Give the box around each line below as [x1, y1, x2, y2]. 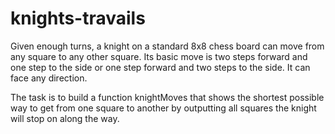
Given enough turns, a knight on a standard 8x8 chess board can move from [10, 40, 325, 52]
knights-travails [10, 7, 146, 30]
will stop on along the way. [10, 112, 120, 124]
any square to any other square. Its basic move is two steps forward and [10, 50, 308, 62]
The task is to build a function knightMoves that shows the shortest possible [10, 91, 325, 103]
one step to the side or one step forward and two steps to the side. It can [10, 61, 311, 73]
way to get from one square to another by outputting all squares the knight [10, 102, 317, 114]
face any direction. [10, 72, 88, 84]
